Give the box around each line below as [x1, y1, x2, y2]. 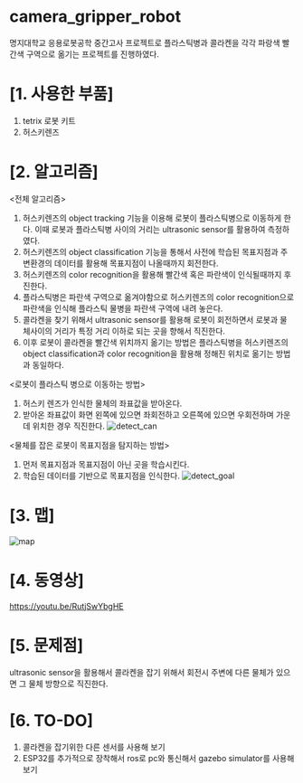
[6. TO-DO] [9, 710, 93, 731]
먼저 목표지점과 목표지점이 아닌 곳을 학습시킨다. [22, 458, 190, 469]
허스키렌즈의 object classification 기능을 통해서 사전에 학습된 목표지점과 [22, 246, 279, 257]
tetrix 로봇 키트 [22, 115, 76, 126]
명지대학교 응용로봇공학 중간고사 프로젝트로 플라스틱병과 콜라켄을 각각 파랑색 [9, 37, 280, 48]
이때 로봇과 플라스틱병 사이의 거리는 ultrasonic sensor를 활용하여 [34, 223, 266, 234]
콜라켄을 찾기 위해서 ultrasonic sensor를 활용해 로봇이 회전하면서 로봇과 [22, 314, 279, 325]
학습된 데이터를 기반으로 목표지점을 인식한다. [22, 470, 181, 481]
